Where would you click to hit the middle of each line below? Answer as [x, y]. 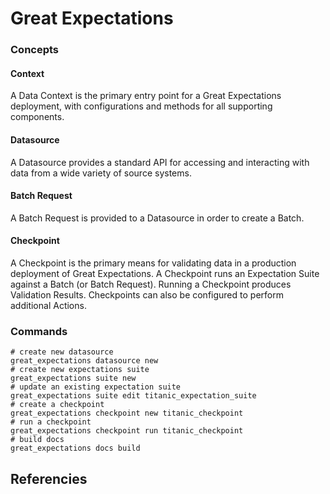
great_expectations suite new [73, 378]
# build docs [37, 440]
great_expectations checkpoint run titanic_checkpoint [127, 431]
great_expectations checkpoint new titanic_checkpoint [127, 413]
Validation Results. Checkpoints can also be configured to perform [147, 294]
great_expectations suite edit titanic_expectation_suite [133, 396]
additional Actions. [48, 305]
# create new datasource [62, 352]
